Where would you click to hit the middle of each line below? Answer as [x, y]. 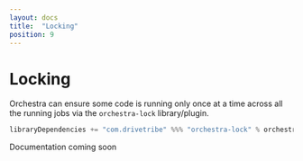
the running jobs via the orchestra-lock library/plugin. [109, 113]
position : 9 [32, 34]
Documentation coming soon [63, 147]
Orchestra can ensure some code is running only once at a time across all [146, 103]
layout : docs [34, 18]
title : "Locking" [44, 26]
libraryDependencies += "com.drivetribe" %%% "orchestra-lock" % [134, 130]
